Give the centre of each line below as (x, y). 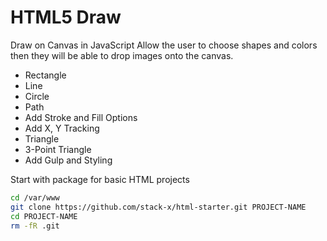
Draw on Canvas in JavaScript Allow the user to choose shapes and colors (164, 45)
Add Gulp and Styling (68, 160)
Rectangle (45, 75)
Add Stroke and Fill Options (81, 117)
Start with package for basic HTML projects (100, 179)
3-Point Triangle (58, 149)
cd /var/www (35, 197)
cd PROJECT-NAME (44, 216)
